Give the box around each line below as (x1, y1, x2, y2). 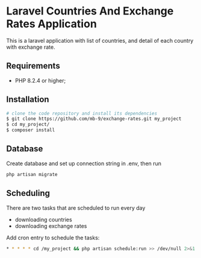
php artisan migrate (6, 171, 58, 177)
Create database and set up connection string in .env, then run (6, 160, 161, 167)
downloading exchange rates (14, 222, 87, 230)
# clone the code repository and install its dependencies (6, 110, 158, 116)
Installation (6, 95, 49, 105)
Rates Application (6, 17, 97, 31)
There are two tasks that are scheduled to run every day (6, 204, 146, 212)
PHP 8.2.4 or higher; (14, 77, 66, 84)
